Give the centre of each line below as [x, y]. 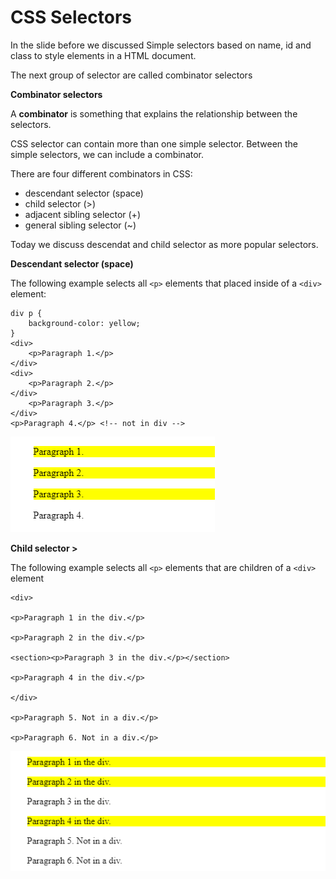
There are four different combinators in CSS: [101, 173]
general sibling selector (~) [80, 225]
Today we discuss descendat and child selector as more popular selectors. [164, 244]
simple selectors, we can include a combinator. [107, 154]
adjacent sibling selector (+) [82, 214]
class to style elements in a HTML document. [103, 55]
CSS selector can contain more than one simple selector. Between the [154, 143]
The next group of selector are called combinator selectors [131, 75]
